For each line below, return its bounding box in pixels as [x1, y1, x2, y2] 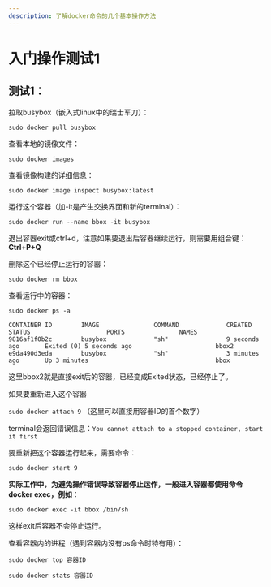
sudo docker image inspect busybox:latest [8, 186, 154, 195]
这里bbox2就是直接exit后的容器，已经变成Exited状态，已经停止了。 [8, 371, 233, 382]
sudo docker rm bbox [8, 275, 79, 283]
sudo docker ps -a [8, 306, 71, 315]
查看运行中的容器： [8, 290, 73, 300]
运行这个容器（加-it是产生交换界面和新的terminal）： [8, 201, 182, 211]
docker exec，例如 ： [8, 489, 80, 499]
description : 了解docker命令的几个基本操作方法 [8, 11, 157, 20]
